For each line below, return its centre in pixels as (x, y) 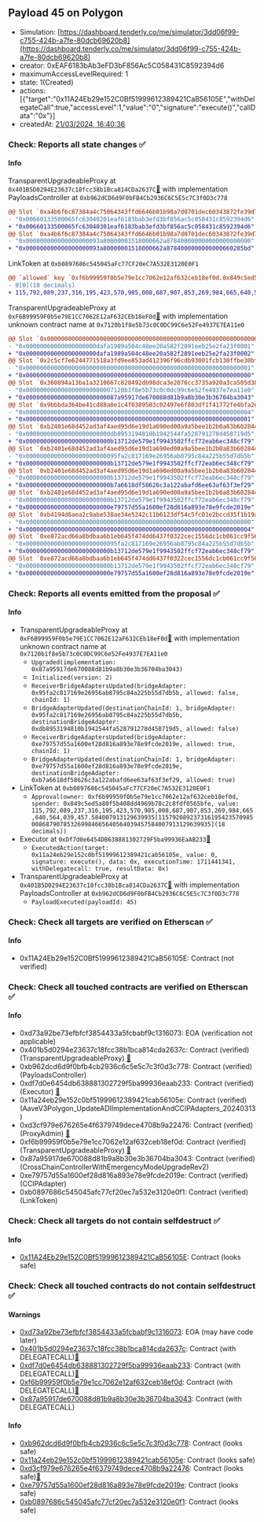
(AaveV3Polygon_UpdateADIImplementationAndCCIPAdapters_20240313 (137, 1108)
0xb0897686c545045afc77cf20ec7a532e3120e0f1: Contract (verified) (134, 1192)
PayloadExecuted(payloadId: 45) (84, 902)
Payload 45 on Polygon (66, 13)
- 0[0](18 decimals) (42, 286)
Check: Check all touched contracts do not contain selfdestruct (132, 1286)
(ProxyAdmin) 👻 (45, 1134)
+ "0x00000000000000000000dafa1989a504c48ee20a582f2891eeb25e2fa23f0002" (132, 354)
